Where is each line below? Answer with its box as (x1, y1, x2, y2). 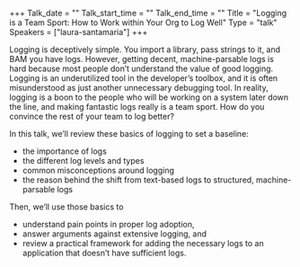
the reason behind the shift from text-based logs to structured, (22, 174, 254, 185)
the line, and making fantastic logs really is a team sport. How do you (9, 102, 265, 111)
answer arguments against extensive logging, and (22, 228, 207, 239)
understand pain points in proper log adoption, (22, 219, 195, 229)
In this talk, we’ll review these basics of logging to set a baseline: (9, 129, 249, 138)
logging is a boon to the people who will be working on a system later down (9, 92, 289, 102)
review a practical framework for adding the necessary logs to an (22, 238, 264, 248)
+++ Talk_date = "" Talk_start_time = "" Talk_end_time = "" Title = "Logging (9, 8, 287, 18)
